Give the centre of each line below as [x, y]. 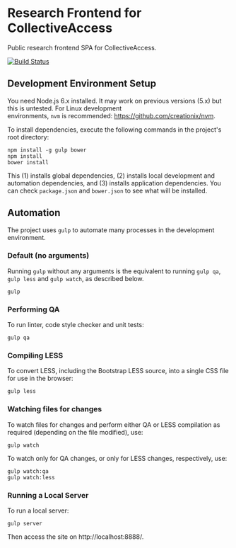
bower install [28, 162]
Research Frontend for [75, 13]
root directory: [28, 137]
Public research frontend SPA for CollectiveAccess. [82, 47]
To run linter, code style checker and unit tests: [76, 325]
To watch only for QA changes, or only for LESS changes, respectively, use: [117, 458]
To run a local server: [38, 510]
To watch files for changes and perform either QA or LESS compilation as [114, 424]
